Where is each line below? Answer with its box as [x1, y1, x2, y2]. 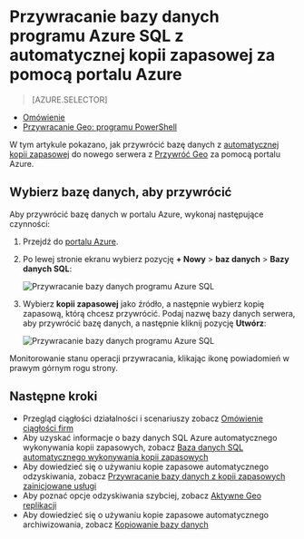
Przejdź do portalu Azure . [22, 236, 119, 247]
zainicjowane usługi [22, 480, 97, 491]
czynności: [9, 218, 51, 229]
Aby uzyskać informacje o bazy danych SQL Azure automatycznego [22, 432, 278, 443]
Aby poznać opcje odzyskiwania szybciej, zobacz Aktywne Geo [22, 490, 261, 501]
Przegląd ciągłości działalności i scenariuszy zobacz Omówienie [22, 413, 263, 424]
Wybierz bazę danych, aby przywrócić [9, 184, 232, 201]
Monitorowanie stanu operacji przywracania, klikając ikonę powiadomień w [9, 352, 290, 364]
